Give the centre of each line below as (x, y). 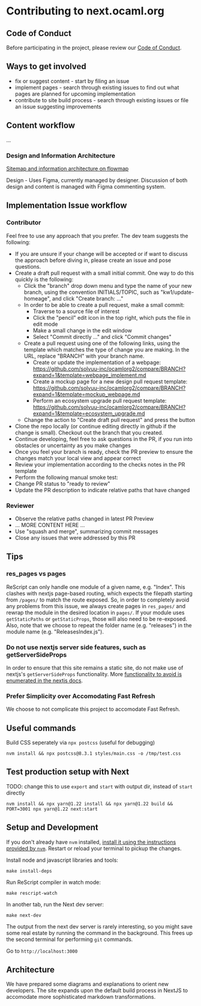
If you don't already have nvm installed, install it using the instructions (91, 842)
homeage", (37, 298)
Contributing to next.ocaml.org (85, 11)
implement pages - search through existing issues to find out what (97, 87)
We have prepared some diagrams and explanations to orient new (88, 984)
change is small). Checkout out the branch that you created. (89, 432)
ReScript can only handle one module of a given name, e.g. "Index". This (96, 587)
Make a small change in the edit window (82, 330)
